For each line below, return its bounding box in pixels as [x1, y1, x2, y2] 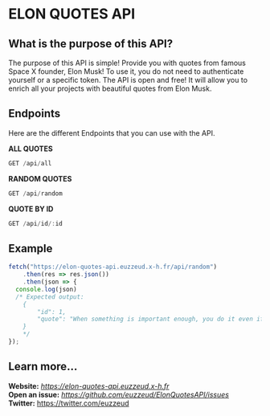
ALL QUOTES [8, 144, 54, 153]
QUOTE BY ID [8, 204, 54, 214]
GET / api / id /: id [8, 219, 63, 227]
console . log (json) [15, 285, 78, 293]
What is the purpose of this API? [8, 37, 174, 51]
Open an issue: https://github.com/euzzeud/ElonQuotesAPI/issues [8, 389, 229, 399]
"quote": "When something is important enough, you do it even [37, 315, 253, 324]
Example [8, 242, 53, 255]
